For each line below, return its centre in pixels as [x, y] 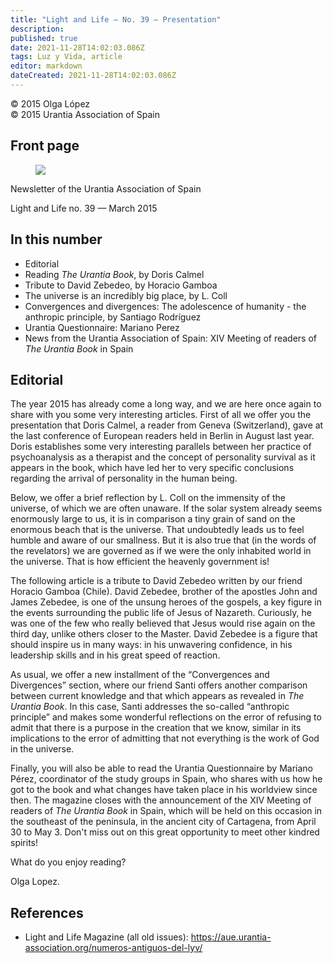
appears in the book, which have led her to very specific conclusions [152, 468]
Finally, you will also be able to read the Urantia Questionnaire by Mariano [162, 768]
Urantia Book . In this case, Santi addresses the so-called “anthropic [150, 707]
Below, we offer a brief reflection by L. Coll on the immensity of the [148, 498]
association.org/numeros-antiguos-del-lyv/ [113, 948]
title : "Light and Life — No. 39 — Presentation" [116, 19]
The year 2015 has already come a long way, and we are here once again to [166, 404]
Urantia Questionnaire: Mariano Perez [102, 327]
